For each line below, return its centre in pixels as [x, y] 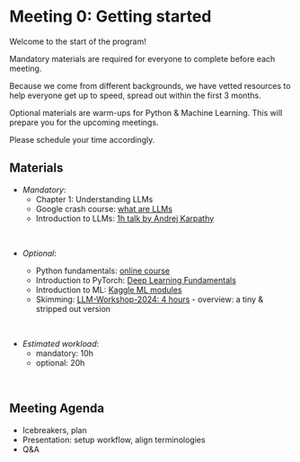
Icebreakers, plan [54, 430]
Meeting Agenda [57, 409]
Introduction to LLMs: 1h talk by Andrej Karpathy [125, 218]
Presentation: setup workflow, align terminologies [114, 440]
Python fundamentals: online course [103, 271]
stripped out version [73, 308]
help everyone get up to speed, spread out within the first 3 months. [136, 95]
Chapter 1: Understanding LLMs [94, 199]
